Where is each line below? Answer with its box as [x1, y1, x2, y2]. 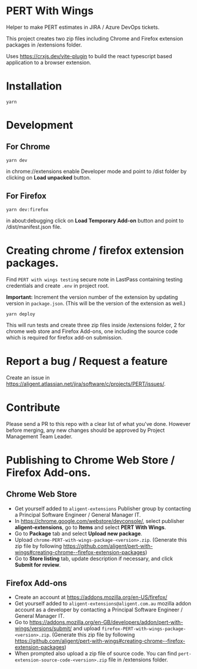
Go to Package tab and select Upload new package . [14, 530, 143, 537]
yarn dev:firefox [6, 207, 49, 212]
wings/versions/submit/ [14, 625, 72, 632]
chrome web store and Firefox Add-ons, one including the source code [6, 328, 178, 335]
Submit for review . [14, 561, 61, 568]
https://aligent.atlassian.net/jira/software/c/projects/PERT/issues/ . [6, 380, 166, 387]
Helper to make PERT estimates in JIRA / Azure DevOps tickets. [6, 24, 160, 31]
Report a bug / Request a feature [6, 354, 168, 368]
